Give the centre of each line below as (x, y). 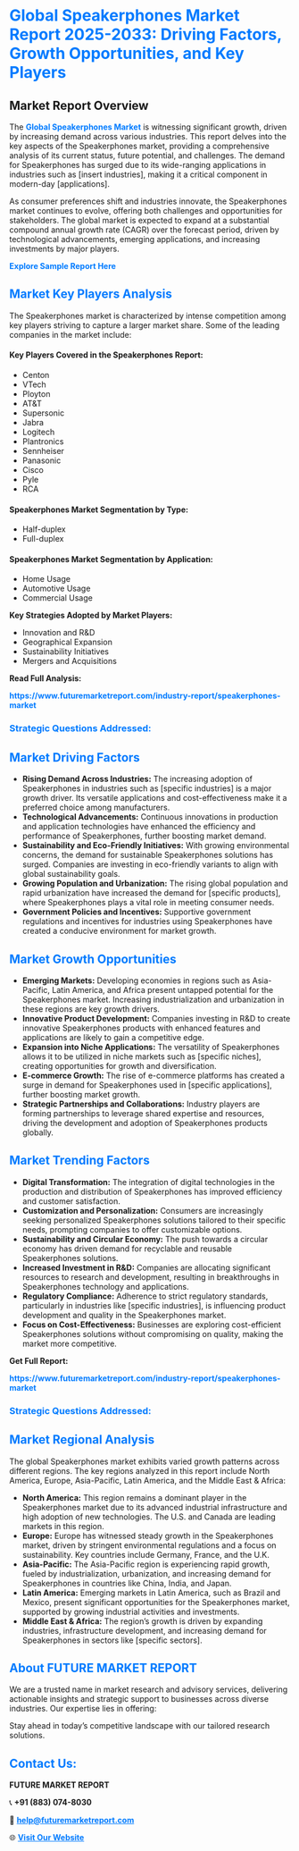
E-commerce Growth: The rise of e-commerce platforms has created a (154, 1075)
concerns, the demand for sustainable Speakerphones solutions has (148, 855)
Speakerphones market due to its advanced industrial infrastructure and (154, 1507)
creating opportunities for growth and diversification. (119, 1065)
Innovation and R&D (58, 633)
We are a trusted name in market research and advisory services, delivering (149, 1689)
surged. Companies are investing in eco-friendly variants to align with (150, 864)
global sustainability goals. (71, 874)
